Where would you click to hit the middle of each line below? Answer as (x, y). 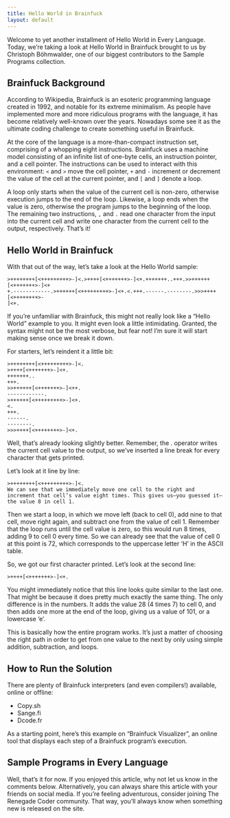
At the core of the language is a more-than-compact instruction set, (103, 142)
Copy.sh (29, 705)
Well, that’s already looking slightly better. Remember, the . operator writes (112, 443)
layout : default (30, 20)
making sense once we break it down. (61, 338)
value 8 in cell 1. (47, 502)
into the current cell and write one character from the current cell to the (108, 222)
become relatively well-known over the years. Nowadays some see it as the (114, 122)
